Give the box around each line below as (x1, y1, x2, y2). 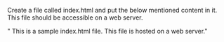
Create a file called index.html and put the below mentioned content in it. (7, 6, 218, 14)
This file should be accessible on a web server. (7, 13, 143, 22)
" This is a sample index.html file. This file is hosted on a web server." (7, 27, 208, 35)
